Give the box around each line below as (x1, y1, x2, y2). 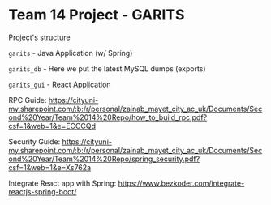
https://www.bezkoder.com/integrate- (118, 178, 245, 188)
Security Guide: (8, 136, 61, 147)
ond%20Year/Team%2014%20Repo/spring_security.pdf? (8, 154, 200, 164)
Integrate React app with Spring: (8, 178, 117, 188)
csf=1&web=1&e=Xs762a (8, 162, 92, 172)
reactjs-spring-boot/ (8, 186, 77, 196)
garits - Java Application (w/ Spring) (8, 48, 133, 58)
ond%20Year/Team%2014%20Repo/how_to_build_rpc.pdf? (8, 112, 208, 122)
